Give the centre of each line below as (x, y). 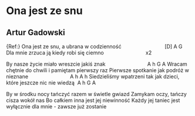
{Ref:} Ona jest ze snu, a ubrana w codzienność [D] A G (95, 46)
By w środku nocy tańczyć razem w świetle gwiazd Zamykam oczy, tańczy (96, 94)
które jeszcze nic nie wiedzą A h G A (51, 83)
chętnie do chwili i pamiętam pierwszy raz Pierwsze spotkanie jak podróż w (98, 70)
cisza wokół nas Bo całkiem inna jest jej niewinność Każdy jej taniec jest (93, 100)
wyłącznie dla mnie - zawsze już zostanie (56, 106)
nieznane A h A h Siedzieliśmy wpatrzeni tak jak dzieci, (93, 76)
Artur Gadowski (36, 33)
